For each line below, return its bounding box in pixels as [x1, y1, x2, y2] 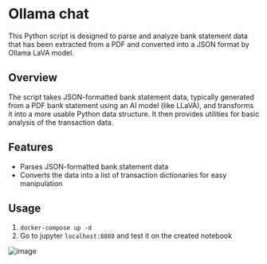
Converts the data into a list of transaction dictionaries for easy [19, 170, 227, 180]
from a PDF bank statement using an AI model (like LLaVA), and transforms [8, 100, 254, 110]
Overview [8, 71, 58, 84]
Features [8, 141, 53, 154]
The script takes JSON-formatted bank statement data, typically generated [8, 92, 255, 102]
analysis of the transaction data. [8, 117, 114, 127]
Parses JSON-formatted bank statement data [19, 161, 169, 171]
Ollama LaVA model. [8, 48, 74, 57]
